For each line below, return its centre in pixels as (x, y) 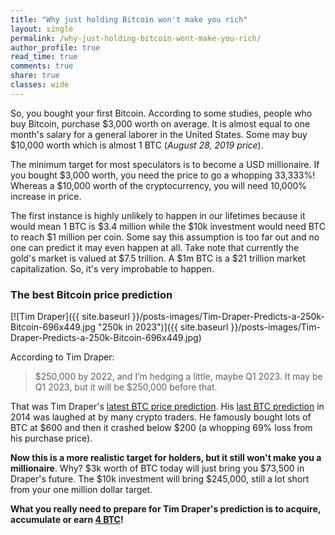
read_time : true (44, 57)
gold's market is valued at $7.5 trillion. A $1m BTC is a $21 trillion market (158, 258)
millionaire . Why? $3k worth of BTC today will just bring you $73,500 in (157, 468)
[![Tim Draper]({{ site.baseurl (70, 317)
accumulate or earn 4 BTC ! (67, 520)
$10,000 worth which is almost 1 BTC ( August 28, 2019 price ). (137, 145)
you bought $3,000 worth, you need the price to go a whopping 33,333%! (163, 175)
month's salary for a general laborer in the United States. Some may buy (159, 134)
